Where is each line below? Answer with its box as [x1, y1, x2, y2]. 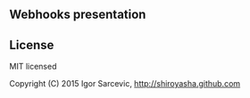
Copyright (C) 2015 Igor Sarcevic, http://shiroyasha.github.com [9, 78, 241, 89]
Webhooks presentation [9, 7, 146, 22]
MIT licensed [9, 61, 57, 72]
